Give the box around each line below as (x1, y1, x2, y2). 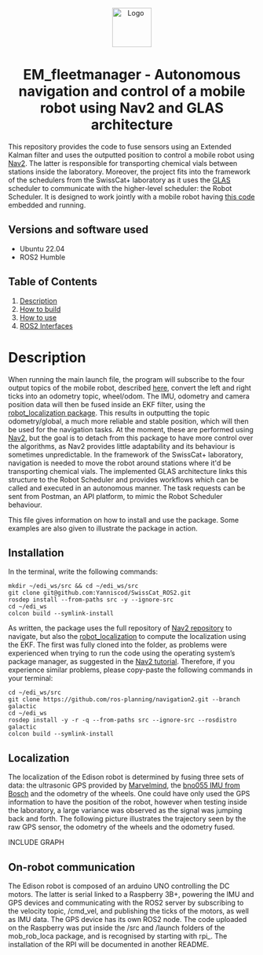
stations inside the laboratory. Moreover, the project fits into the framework (8, 167, 251, 176)
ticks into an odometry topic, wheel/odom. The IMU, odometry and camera (8, 391, 250, 401)
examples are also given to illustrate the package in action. (8, 523, 198, 533)
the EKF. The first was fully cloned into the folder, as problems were (8, 640, 228, 650)
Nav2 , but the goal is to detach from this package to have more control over (8, 433, 254, 443)
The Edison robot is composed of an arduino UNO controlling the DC (8, 881, 230, 891)
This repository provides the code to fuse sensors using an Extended (8, 141, 232, 151)
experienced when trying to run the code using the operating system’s (8, 648, 236, 658)
